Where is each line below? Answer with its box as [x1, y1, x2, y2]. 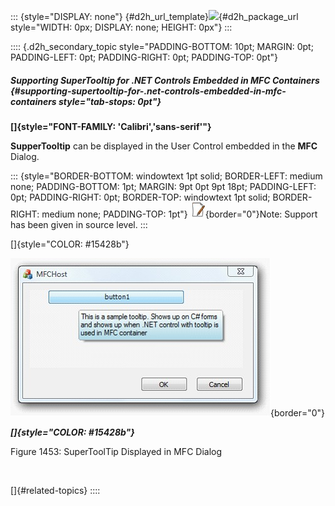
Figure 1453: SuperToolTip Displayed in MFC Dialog [10, 445, 223, 457]
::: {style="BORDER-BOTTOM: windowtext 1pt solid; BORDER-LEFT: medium [10, 170, 323, 182]
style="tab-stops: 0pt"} [58, 95, 162, 107]
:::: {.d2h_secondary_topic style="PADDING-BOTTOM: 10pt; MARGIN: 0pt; [10, 41, 314, 52]
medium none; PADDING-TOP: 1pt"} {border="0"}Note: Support [41, 208, 318, 220]
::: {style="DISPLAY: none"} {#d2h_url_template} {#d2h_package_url [10, 11, 299, 22]
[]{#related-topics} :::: [10, 484, 101, 496]
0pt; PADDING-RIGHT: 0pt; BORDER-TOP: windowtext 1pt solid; [10, 191, 271, 203]
